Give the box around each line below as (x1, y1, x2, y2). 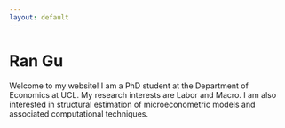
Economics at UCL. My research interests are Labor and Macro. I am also (9, 89, 277, 100)
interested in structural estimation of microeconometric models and (9, 99, 256, 109)
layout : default (9, 12, 69, 22)
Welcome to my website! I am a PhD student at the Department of (9, 80, 249, 91)
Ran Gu (9, 50, 64, 71)
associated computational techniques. (9, 108, 149, 119)
